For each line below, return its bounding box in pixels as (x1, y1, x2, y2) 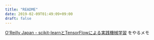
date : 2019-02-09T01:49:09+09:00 (5, 12, 73, 16)
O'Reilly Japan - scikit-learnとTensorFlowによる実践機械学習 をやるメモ (5, 30, 150, 36)
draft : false (5, 16, 32, 21)
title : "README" (5, 7, 38, 12)
